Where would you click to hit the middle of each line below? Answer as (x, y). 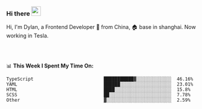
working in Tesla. (28, 36)
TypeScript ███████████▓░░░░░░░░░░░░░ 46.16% (100, 79)
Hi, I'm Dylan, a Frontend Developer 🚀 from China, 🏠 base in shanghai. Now (101, 27)
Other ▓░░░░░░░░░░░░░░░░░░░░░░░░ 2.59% (98, 100)
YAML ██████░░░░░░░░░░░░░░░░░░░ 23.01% (100, 84)
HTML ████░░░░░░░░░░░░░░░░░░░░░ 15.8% (98, 90)
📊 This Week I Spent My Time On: (50, 66)
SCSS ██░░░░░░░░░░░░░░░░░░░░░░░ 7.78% (98, 95)
